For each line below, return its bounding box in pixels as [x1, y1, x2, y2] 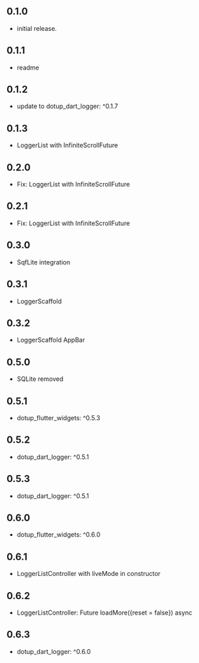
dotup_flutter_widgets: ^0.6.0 [16, 530, 101, 539]
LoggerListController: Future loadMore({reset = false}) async [16, 608, 193, 617]
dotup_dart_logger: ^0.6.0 [16, 647, 91, 655]
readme [16, 63, 39, 72]
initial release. [16, 24, 57, 32]
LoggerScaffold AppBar [16, 336, 85, 344]
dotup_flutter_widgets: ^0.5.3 [16, 413, 101, 422]
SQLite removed [16, 375, 64, 383]
